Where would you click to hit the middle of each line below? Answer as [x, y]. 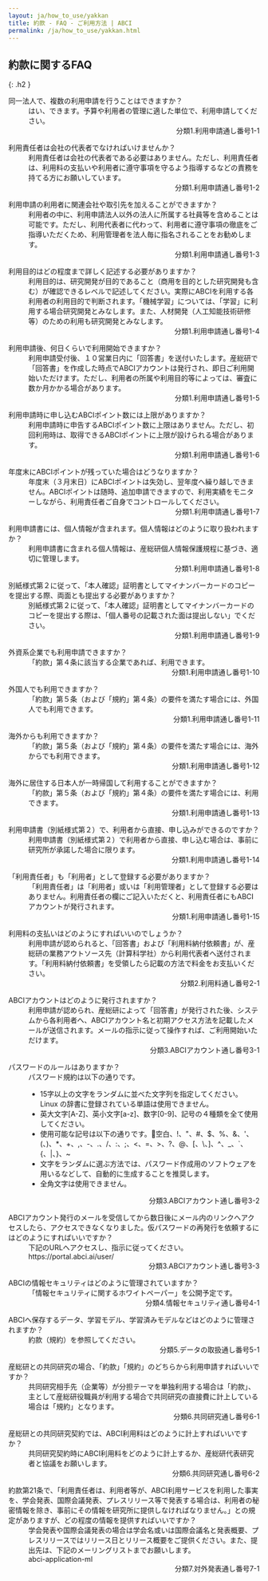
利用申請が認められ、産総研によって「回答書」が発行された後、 [133, 1011]
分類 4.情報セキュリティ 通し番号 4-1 [203, 1303]
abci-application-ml [61, 1559]
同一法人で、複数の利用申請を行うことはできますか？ [96, 101]
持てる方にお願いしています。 [77, 178]
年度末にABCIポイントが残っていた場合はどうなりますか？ [104, 472]
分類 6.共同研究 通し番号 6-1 [216, 1417]
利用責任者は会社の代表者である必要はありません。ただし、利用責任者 [144, 158]
